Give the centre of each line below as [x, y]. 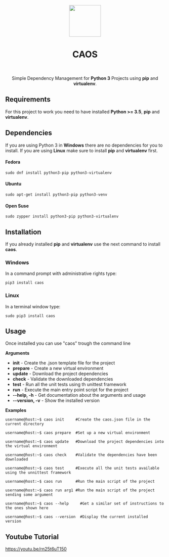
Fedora [13, 162]
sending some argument [29, 495]
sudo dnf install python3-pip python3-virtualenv [59, 173]
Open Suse [17, 206]
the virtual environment [31, 446]
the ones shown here [27, 508]
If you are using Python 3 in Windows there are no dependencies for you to [84, 145]
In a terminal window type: [33, 306]
